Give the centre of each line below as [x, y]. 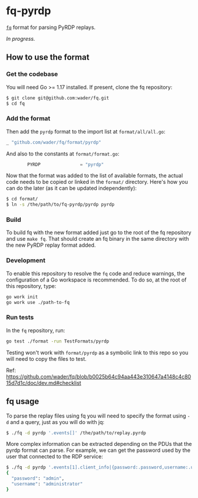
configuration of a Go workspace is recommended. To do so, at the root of [96, 280]
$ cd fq [16, 104]
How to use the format [48, 57]
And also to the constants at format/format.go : [63, 153]
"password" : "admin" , [38, 478]
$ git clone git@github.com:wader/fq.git [58, 98]
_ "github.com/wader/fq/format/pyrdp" [54, 142]
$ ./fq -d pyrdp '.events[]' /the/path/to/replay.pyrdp [76, 433]
